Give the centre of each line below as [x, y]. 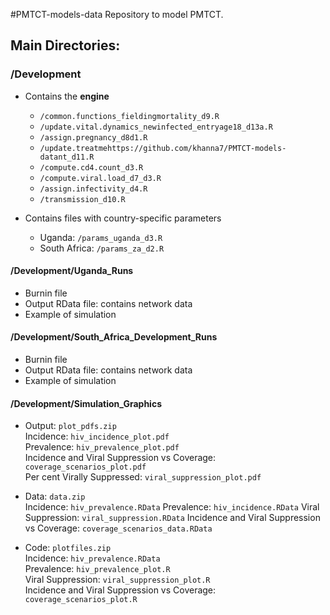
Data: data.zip [55, 496]
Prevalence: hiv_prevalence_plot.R [97, 569]
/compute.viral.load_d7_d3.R [100, 178]
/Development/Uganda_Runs [72, 271]
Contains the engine [67, 96]
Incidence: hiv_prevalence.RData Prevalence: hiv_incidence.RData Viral [172, 507]
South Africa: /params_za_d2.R [102, 248]
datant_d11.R [67, 157]
